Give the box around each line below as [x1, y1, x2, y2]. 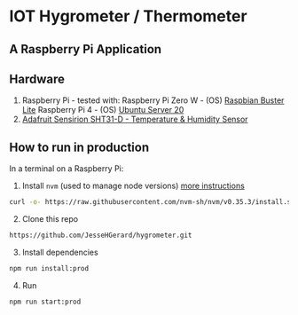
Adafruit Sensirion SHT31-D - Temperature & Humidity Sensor [21, 114, 248, 125]
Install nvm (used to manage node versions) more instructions [21, 180, 246, 192]
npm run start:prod [9, 297, 82, 306]
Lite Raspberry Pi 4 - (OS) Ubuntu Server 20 [21, 105, 184, 115]
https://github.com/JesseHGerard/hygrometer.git [9, 231, 192, 240]
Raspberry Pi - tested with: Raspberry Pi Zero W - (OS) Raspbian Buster [21, 95, 285, 106]
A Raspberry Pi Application [9, 42, 162, 57]
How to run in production [9, 139, 150, 154]
